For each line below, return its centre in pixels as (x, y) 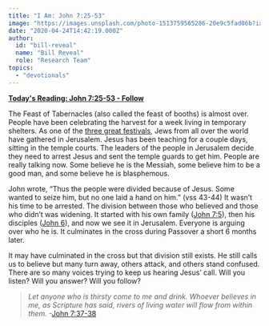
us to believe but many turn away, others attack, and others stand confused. (134, 264)
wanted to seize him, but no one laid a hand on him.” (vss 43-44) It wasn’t (130, 197)
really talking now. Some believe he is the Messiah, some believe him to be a (134, 164)
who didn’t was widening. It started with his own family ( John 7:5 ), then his (132, 214)
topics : (21, 68)
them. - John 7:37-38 (62, 313)
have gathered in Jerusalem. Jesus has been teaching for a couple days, (128, 139)
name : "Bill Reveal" (50, 53)
